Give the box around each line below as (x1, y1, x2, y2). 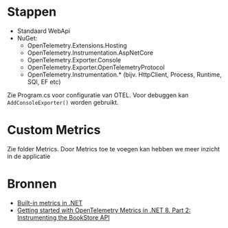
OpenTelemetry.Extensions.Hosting (27, 41, 127, 49)
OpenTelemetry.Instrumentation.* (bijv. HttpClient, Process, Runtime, (27, 70, 222, 79)
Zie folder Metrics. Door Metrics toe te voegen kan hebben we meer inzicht (7, 144, 220, 153)
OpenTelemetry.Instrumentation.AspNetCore (27, 49, 153, 57)
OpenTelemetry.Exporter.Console (27, 55, 122, 64)
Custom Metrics (7, 123, 101, 138)
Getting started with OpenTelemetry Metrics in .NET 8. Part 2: (16, 206, 191, 214)
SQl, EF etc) (27, 77, 61, 86)
